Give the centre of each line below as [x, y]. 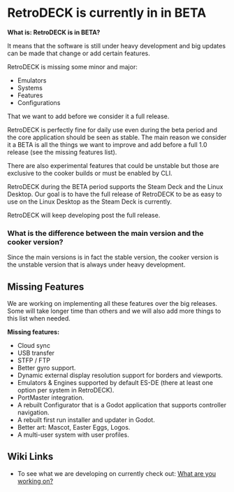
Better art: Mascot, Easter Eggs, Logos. [74, 428]
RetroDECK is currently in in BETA [107, 13]
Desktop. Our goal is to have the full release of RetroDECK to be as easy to [115, 194]
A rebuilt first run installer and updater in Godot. [86, 420]
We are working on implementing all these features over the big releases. [112, 304]
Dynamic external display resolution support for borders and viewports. [120, 375]
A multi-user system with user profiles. [73, 435]
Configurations [39, 102]
